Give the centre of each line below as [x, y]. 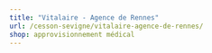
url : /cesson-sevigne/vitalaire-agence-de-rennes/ [106, 26]
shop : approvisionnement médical [72, 34]
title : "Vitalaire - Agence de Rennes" [84, 18]
